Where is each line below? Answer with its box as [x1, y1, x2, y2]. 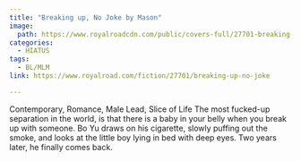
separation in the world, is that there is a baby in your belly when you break [9, 113, 287, 123]
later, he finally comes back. [9, 141, 114, 152]
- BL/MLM [17, 64, 50, 72]
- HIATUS [17, 47, 50, 55]
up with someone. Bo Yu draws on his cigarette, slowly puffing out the [9, 123, 269, 133]
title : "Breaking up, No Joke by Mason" [9, 13, 163, 22]
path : [17, 30, 39, 38]
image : [9, 21, 34, 30]
